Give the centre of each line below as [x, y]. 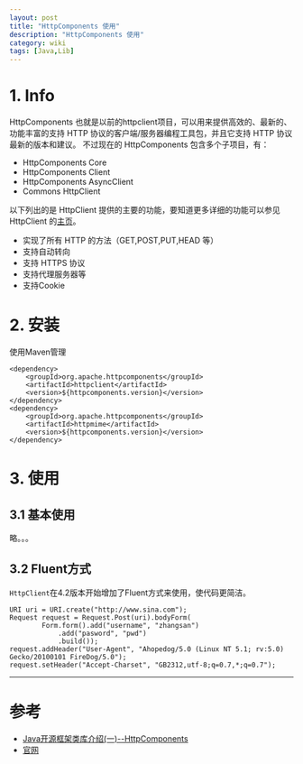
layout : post [34, 18]
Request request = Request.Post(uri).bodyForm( [101, 617]
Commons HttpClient [61, 191]
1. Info [32, 96]
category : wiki [38, 43]
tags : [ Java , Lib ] [42, 51]
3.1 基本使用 [42, 515]
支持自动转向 [46, 252]
